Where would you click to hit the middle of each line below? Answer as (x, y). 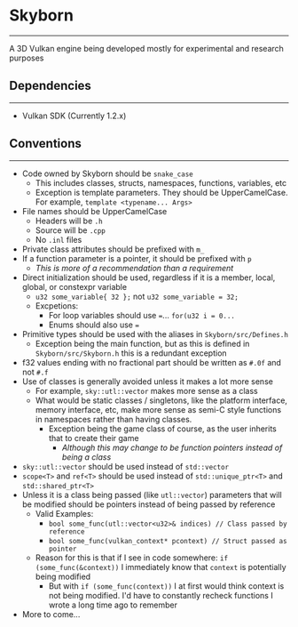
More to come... (51, 614)
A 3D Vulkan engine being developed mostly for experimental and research (146, 48)
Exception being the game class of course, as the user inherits (162, 429)
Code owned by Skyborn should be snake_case (107, 173)
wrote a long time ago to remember (113, 605)
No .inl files (59, 239)
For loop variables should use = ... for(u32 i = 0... (141, 315)
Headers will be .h (69, 221)
